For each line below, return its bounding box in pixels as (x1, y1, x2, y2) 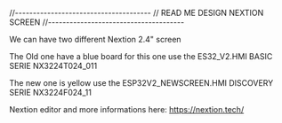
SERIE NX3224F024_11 (9, 88, 92, 97)
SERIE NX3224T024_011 (9, 61, 98, 71)
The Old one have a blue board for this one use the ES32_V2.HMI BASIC (9, 51, 273, 61)
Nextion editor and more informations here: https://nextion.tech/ (9, 104, 245, 114)
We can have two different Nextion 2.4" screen (9, 35, 181, 44)
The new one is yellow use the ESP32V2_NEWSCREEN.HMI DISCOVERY (9, 78, 274, 88)
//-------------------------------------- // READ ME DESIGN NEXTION (9, 8, 264, 18)
